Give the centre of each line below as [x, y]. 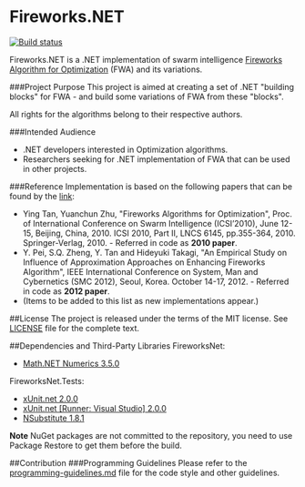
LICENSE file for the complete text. [74, 328]
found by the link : [42, 196]
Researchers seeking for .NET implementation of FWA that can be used [156, 159]
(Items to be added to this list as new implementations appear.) [141, 300]
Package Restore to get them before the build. [96, 445]
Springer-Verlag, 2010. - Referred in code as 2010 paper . [130, 242]
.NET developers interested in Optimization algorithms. [125, 149]
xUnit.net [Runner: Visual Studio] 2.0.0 [94, 408]
